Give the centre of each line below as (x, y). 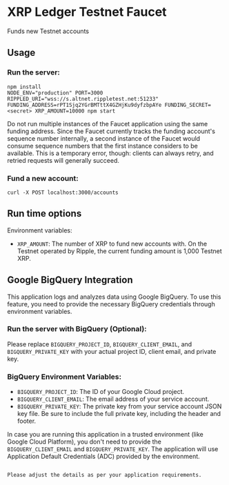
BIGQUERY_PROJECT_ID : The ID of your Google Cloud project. (101, 392)
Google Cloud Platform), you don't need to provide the (84, 442)
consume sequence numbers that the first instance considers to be (102, 146)
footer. (27, 421)
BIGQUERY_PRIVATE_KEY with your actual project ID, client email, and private (112, 351)
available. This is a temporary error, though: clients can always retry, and (110, 153)
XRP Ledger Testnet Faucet (87, 12)
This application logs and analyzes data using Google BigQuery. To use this (114, 297)
